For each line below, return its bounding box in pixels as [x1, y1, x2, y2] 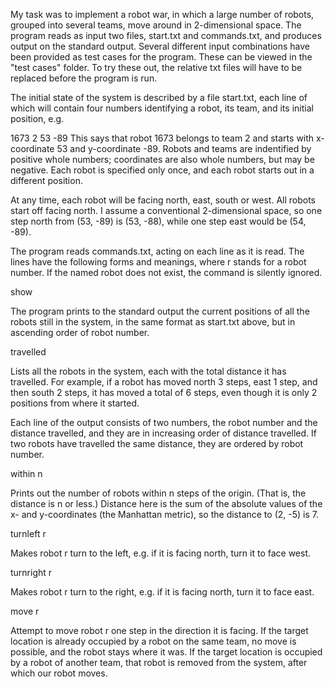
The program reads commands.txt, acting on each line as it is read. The [10, 245, 305, 257]
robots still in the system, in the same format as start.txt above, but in [10, 316, 296, 328]
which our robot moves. [10, 667, 108, 679]
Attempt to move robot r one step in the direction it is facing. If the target [10, 625, 309, 636]
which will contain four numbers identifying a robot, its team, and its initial [10, 102, 314, 114]
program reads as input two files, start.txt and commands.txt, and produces [10, 30, 322, 41]
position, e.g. [10, 113, 65, 124]
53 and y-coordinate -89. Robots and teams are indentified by [56, 143, 312, 154]
